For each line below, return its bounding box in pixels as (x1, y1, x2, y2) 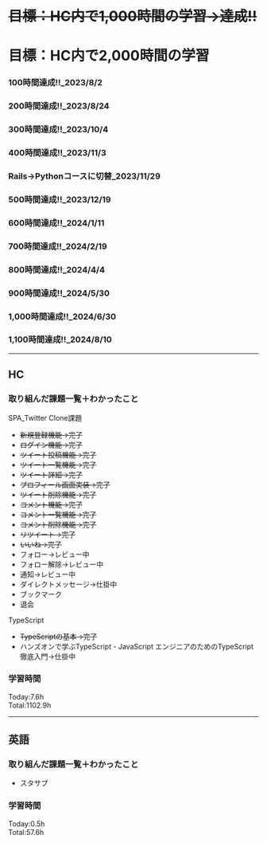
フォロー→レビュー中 (19, 549, 90, 559)
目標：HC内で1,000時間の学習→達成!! (8, 7, 257, 25)
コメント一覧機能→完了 (19, 509, 97, 519)
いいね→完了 (19, 539, 62, 549)
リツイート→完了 (19, 529, 76, 539)
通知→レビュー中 (19, 569, 76, 578)
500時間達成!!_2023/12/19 (8, 194, 111, 205)
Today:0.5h (8, 818, 45, 829)
